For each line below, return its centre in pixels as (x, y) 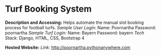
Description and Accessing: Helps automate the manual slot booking (74, 22)
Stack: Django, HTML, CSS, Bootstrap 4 (45, 38)
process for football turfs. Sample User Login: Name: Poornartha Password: (80, 27)
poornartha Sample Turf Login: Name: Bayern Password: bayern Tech (75, 33)
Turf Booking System (48, 9)
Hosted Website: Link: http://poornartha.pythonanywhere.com (68, 47)
